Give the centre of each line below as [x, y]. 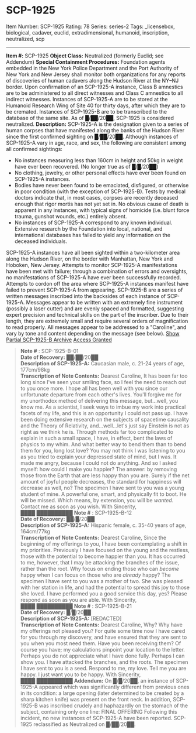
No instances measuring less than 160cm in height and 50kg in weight [99, 160]
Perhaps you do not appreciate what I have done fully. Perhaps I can [102, 656]
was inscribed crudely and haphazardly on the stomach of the [113, 705]
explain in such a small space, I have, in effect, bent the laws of [96, 438]
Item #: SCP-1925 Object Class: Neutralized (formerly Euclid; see [85, 56]
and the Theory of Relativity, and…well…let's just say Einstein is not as [105, 426]
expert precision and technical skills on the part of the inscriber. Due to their [97, 314]
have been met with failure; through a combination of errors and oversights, [97, 271]
